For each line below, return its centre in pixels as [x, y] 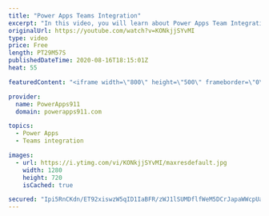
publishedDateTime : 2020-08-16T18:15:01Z [78, 61]
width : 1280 [42, 170]
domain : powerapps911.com [59, 112]
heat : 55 [23, 68]
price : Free [28, 46]
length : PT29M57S [37, 53]
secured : [23, 200]
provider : [25, 97]
